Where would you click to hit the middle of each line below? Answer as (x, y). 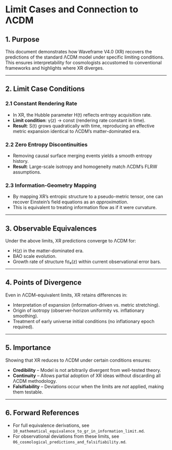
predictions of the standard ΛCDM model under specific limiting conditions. (85, 57)
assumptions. (27, 172)
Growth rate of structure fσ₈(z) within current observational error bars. (87, 262)
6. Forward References (42, 413)
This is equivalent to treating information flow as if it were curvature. (85, 208)
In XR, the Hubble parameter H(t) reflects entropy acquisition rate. (82, 115)
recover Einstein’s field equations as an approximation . (70, 202)
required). (23, 327)
